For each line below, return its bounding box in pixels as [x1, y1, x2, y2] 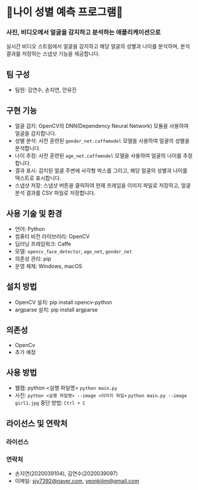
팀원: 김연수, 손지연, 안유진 [14, 86, 77, 93]
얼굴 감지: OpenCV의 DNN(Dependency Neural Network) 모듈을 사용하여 [14, 123, 189, 130]
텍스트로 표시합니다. [14, 174, 61, 182]
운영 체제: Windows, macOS [14, 263, 83, 270]
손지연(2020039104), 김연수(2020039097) [14, 470, 118, 477]
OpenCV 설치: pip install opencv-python [14, 298, 112, 305]
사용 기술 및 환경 [6, 208, 62, 219]
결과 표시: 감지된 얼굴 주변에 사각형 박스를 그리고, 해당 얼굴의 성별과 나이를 [14, 167, 188, 174]
